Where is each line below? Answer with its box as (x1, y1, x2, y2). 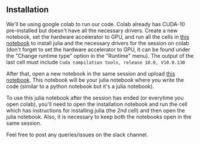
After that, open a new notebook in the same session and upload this (6, 70, 176, 77)
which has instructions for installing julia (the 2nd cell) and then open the (6, 107, 185, 114)
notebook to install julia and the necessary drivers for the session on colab (6, 39, 189, 46)
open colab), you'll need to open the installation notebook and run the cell (6, 101, 188, 108)
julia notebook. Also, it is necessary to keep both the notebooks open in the (6, 113, 192, 120)
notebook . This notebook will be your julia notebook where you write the (6, 76, 184, 83)
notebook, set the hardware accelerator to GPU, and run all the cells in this (6, 33, 189, 40)
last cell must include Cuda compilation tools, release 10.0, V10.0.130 (6, 58, 185, 65)
